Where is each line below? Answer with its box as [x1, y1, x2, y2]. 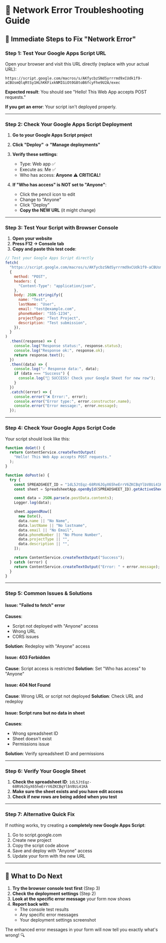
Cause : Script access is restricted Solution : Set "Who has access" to [5, 665, 146, 671]
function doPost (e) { [5, 473, 50, 478]
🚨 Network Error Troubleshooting [5, 4, 144, 16]
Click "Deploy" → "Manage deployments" [12, 142, 100, 148]
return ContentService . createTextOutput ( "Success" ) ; [14, 555, 125, 560]
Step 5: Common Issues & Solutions [5, 590, 92, 597]
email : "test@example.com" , [18, 306, 77, 312]
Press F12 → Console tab [12, 241, 64, 247]
